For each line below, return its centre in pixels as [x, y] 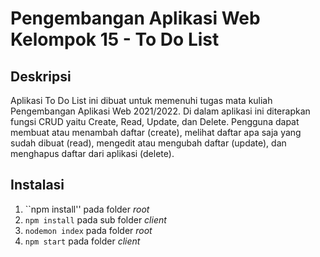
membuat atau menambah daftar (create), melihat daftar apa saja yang [156, 132]
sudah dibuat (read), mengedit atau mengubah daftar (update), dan [148, 143]
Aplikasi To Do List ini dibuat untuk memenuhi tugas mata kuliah [141, 100]
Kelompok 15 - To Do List [115, 39]
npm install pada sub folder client [95, 219]
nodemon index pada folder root [88, 230]
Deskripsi [41, 76]
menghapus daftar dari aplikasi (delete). [92, 153]
